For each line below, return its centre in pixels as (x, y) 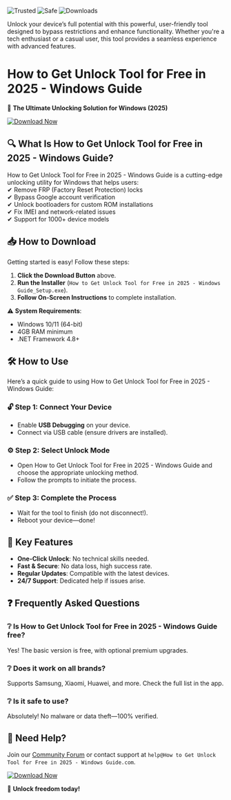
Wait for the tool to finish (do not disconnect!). (82, 513)
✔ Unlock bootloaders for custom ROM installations (80, 204)
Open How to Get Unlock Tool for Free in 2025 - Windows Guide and (114, 465)
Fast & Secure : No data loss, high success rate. (85, 566)
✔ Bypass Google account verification (61, 197)
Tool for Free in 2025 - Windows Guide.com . (71, 762)
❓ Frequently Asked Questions (73, 603)
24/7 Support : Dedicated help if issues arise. (81, 581)
